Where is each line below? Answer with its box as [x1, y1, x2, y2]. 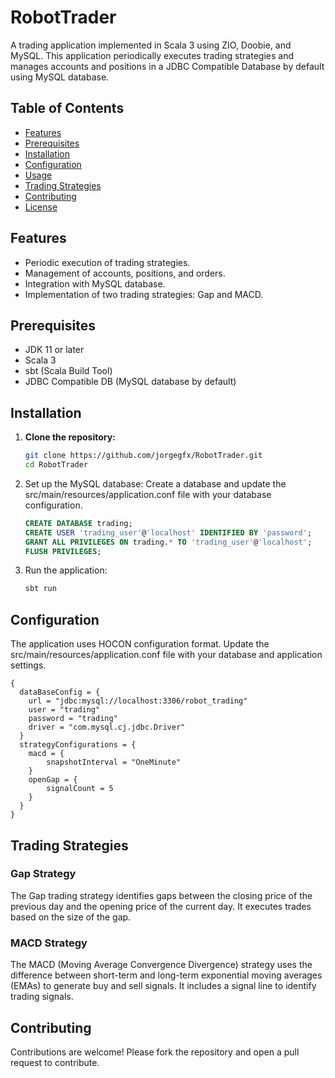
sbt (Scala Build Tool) [24, 365, 113, 377]
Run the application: [24, 564, 108, 576]
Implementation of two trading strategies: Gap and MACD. [24, 288, 264, 300]
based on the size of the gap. [10, 911, 132, 923]
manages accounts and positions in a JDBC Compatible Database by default [10, 60, 325, 72]
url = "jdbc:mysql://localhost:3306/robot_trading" [28, 696, 248, 706]
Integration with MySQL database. [24, 277, 166, 290]
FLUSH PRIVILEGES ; [24, 546, 102, 556]
